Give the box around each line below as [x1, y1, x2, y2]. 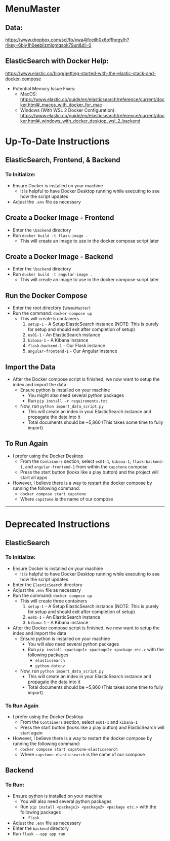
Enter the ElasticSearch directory [12, 582, 82, 588]
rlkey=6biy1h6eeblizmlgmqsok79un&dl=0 [5, 42, 92, 48]
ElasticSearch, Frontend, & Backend [5, 156, 120, 164]
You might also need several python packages [27, 392, 124, 398]
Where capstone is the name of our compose [20, 496, 113, 502]
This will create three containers [20, 597, 88, 604]
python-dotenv [35, 663, 65, 668]
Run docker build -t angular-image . [12, 271, 93, 277]
